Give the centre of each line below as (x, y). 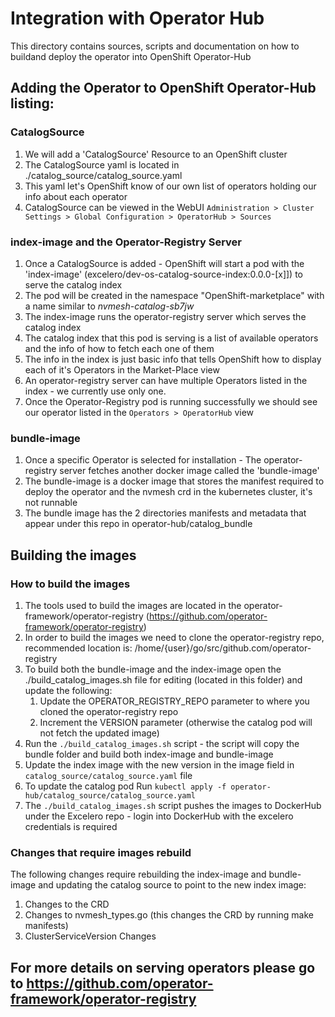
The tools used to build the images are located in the (133, 605)
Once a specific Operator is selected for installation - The (143, 460)
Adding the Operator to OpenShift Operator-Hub (163, 88)
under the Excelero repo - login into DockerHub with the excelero (159, 816)
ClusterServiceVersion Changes (90, 936)
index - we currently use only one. (95, 391)
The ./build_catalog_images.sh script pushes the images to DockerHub (173, 805)
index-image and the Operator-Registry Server (126, 242)
